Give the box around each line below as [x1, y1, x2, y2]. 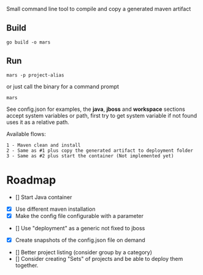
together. [15, 262, 39, 269]
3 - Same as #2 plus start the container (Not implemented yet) [6, 153, 174, 159]
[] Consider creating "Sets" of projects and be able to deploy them [15, 255, 183, 262]
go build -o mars [6, 39, 51, 45]
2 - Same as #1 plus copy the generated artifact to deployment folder [6, 147, 193, 154]
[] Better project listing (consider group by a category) [15, 248, 152, 256]
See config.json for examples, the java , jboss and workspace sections [6, 105, 185, 113]
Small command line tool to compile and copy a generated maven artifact [6, 6, 191, 12]
